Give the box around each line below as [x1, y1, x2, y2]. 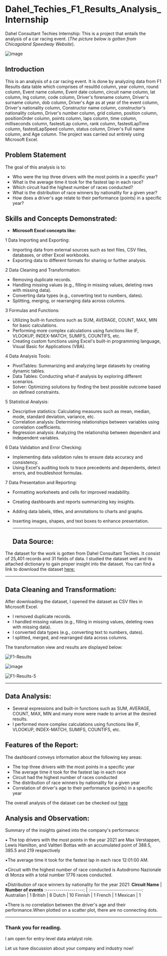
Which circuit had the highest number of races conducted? [12, 184, 133, 190]
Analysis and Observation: [5, 814, 89, 823]
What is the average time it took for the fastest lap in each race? [12, 179, 144, 185]
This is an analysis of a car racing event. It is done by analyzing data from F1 [5, 78, 162, 84]
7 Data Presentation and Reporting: [5, 480, 77, 486]
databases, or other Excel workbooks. [12, 252, 90, 258]
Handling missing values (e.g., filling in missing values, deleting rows [12, 282, 153, 288]
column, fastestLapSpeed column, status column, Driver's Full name [5, 126, 145, 132]
